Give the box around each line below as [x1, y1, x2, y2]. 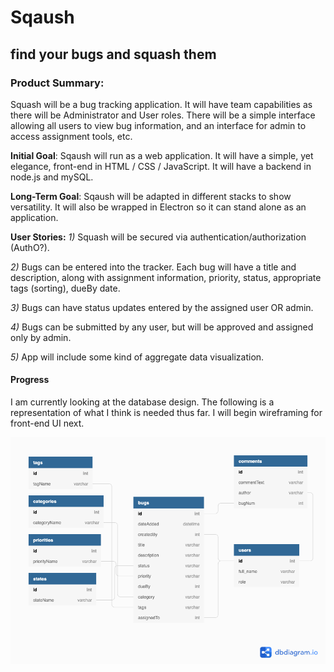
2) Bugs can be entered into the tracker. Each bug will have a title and [10, 261, 297, 273]
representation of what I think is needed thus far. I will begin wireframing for [10, 407, 323, 419]
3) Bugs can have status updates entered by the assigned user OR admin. [10, 301, 314, 313]
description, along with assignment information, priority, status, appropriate [10, 271, 322, 283]
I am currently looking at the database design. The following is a [10, 396, 275, 408]
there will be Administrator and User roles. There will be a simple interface [10, 109, 316, 121]
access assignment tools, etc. [10, 130, 133, 142]
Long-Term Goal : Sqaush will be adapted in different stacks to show [10, 190, 292, 202]
